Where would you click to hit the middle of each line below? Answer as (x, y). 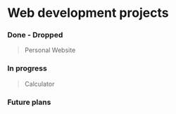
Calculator (39, 84)
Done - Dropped (35, 35)
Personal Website (50, 50)
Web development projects (88, 13)
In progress (27, 68)
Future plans (29, 102)
